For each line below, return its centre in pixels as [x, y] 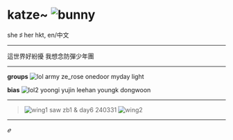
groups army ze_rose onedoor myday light [76, 76]
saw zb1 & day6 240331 [83, 110]
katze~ [28, 15]
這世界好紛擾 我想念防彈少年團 [51, 56]
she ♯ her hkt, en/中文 [38, 35]
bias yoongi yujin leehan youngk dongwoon [79, 89]
